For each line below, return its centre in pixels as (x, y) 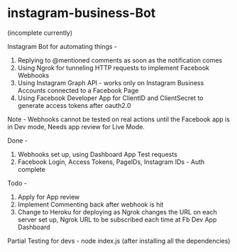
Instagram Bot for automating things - (62, 46)
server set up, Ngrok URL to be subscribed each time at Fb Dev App (117, 219)
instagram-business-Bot (82, 13)
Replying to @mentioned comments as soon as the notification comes (120, 60)
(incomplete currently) (40, 33)
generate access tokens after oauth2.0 (74, 105)
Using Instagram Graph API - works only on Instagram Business (111, 82)
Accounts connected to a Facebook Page (78, 90)
